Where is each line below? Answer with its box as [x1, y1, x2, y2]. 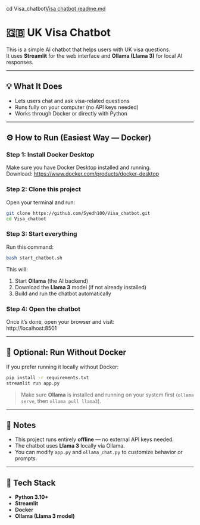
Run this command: [6, 243, 54, 251]
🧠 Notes [6, 420, 36, 430]
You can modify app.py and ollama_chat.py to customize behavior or [14, 449, 183, 456]
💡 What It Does [6, 82, 62, 92]
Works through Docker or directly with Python [14, 110, 128, 117]
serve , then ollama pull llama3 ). [20, 397, 101, 404]
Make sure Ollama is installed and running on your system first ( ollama [20, 391, 194, 398]
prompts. [14, 455, 37, 462]
